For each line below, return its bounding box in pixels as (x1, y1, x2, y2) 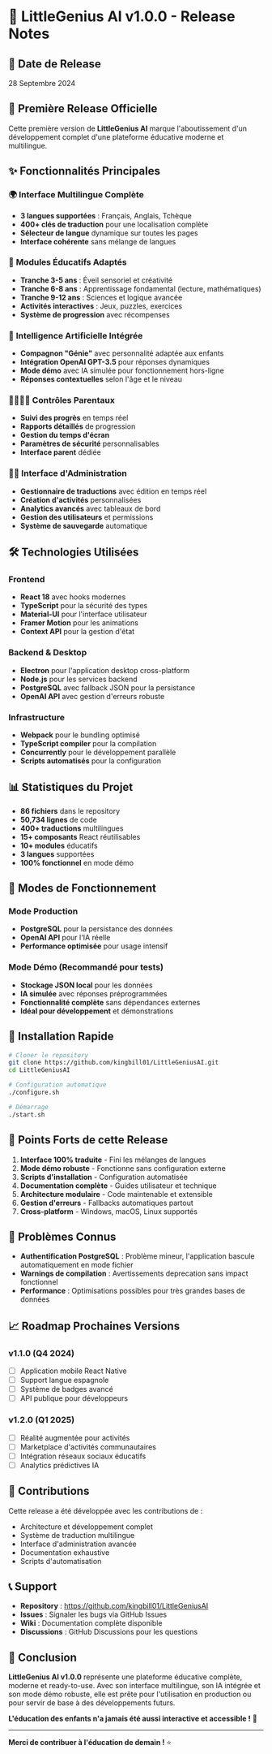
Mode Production (8, 905, 79, 917)
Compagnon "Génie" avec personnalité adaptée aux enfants (19, 348, 224, 358)
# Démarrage (8, 1103, 49, 1111)
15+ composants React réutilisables (19, 832, 141, 841)
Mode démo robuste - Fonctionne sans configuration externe (19, 1163, 227, 1173)
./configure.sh (8, 1088, 60, 1097)
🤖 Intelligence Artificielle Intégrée (8, 330, 143, 341)
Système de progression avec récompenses (19, 309, 170, 319)
